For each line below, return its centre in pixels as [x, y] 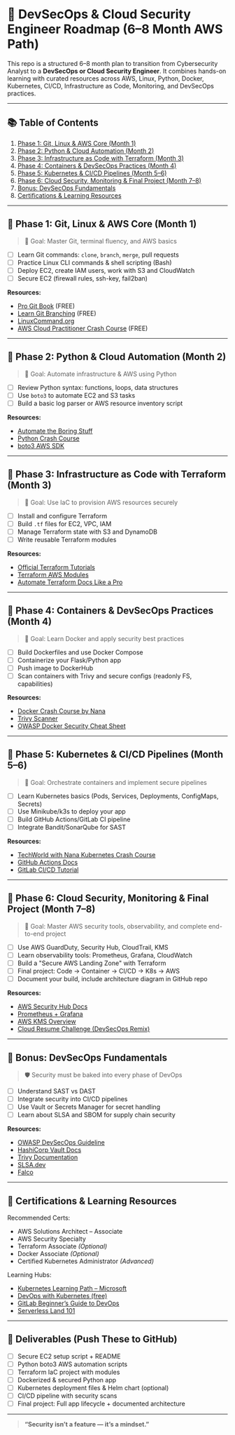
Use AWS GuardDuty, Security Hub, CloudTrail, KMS [93, 947]
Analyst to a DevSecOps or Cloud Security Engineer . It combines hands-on [117, 71]
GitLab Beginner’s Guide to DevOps [68, 1303]
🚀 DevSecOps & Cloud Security [99, 14]
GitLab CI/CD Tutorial [48, 870]
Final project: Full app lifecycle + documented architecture [101, 1404]
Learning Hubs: [29, 1275]
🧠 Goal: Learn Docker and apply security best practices [104, 638]
